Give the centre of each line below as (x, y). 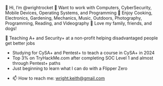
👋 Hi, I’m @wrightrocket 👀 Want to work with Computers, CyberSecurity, (79, 8)
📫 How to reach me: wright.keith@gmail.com (59, 78)
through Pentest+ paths (36, 63)
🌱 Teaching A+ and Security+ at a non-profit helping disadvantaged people (81, 38)
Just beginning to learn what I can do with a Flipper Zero (70, 68)
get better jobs (20, 43)
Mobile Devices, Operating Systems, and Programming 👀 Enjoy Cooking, (79, 13)
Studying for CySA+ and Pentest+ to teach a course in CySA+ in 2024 (83, 53)
